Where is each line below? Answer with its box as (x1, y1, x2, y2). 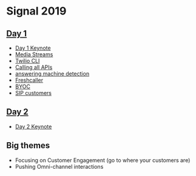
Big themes (6, 140, 50, 151)
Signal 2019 (6, 4, 67, 18)
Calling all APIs (15, 64, 53, 71)
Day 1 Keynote (15, 44, 51, 51)
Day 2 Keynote (15, 123, 52, 130)
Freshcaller (15, 77, 44, 83)
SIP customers (15, 90, 52, 96)
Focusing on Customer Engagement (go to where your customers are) (15, 156, 191, 164)
